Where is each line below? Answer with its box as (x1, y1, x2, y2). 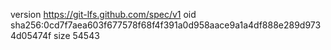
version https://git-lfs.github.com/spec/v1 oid (10, 9, 197, 20)
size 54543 (53, 30, 100, 41)
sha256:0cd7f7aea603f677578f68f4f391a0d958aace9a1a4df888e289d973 (10, 19, 322, 31)
